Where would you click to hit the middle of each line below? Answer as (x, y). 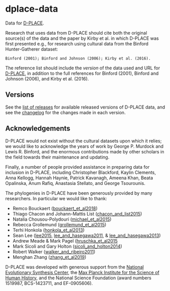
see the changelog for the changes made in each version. (65, 112)
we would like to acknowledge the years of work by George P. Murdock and (84, 146)
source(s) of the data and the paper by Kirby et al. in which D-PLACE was (82, 38)
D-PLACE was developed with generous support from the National (75, 267)
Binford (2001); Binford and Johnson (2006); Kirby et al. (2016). (78, 58)
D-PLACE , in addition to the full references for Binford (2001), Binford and (82, 73)
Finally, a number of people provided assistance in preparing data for (77, 167)
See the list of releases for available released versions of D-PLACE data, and (85, 107)
